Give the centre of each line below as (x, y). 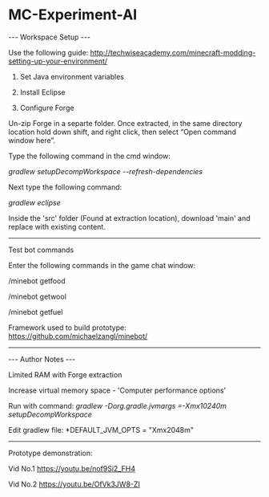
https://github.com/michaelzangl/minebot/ (78, 336)
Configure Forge (47, 108)
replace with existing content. (57, 226)
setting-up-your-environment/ (58, 61)
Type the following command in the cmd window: (89, 156)
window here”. (32, 140)
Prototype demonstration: (51, 453)
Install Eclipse (42, 92)
